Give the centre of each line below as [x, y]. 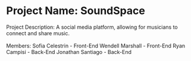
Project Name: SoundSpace [76, 11]
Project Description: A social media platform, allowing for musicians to [92, 27]
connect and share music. [38, 33]
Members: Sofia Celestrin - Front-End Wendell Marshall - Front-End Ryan [96, 46]
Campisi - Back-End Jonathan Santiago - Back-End [69, 52]
